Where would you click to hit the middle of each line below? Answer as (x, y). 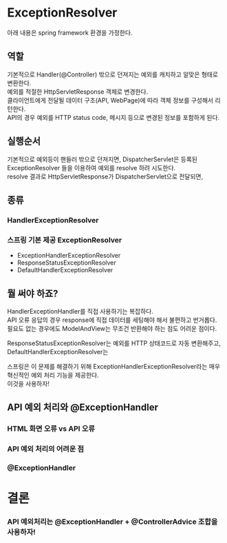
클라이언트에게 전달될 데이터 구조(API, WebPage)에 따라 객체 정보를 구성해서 (110, 100)
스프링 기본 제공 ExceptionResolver (65, 240)
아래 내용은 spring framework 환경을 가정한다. (70, 32)
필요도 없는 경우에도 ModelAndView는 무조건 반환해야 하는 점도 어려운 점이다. (112, 328)
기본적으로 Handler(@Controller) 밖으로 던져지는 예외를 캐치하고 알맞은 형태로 (113, 74)
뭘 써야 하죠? (33, 293)
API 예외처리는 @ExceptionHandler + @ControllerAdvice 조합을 (112, 522)
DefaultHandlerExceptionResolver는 (58, 351)
